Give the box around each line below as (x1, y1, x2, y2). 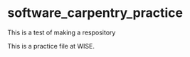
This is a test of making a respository (7, 28, 116, 37)
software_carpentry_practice (7, 5, 184, 21)
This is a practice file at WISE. (7, 42, 95, 50)
